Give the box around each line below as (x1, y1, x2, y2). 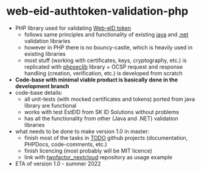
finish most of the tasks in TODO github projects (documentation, (24, 134, 188, 141)
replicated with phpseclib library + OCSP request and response (24, 63, 183, 71)
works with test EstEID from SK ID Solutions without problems (24, 108, 180, 115)
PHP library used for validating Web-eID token (15, 24, 132, 32)
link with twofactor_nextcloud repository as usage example (24, 153, 172, 160)
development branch (15, 82, 69, 89)
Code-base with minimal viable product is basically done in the (15, 76, 178, 83)
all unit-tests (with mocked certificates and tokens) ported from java (24, 95, 196, 103)
